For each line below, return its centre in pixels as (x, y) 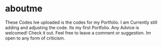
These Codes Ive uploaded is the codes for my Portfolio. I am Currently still (81, 22)
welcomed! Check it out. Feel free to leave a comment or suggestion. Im (78, 33)
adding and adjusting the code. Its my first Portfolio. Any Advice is (72, 27)
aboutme (24, 9)
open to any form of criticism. (35, 38)
